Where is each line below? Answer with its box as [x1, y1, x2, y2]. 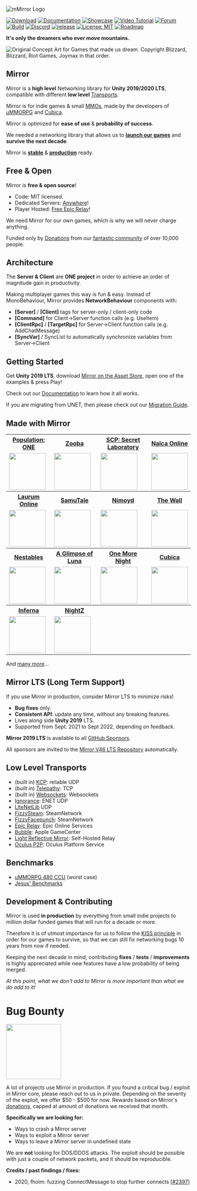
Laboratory [107, 443, 140, 452]
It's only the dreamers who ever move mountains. [6, 35, 130, 41]
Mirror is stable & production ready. [6, 149, 94, 156]
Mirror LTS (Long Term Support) [6, 677, 125, 687]
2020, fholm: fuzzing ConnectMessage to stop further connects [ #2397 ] [14, 1178, 190, 1186]
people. [6, 241, 25, 248]
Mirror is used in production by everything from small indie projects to [6, 912, 176, 919]
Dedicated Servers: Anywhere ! [14, 199, 89, 206]
